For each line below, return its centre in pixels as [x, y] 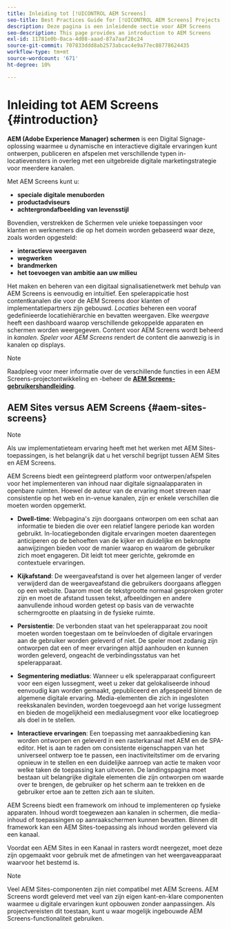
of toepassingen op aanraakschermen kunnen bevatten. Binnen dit [123, 820]
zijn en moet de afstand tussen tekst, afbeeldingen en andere [104, 598]
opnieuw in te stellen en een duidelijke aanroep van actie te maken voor [119, 763]
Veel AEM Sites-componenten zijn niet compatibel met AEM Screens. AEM [113, 889]
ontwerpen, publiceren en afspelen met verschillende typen [92, 153]
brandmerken [37, 265]
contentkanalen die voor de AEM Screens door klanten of [89, 300]
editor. [26, 748]
